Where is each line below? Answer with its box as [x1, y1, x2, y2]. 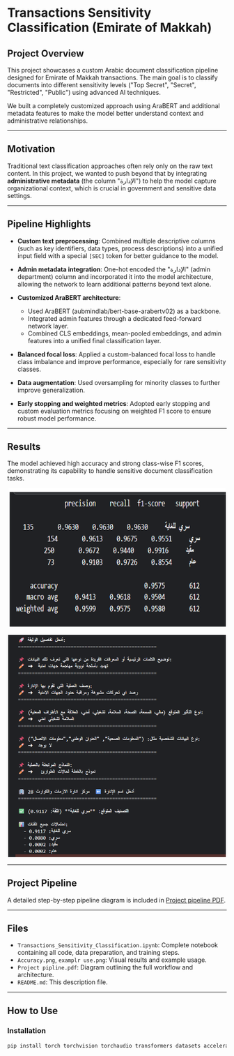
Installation [7, 1025, 47, 1035]
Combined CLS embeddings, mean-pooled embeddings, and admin [27, 329, 221, 338]
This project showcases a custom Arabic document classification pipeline [7, 66, 219, 74]
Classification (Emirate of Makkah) [7, 20, 212, 36]
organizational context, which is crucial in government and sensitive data [7, 183, 217, 193]
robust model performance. [17, 414, 97, 423]
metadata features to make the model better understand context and [7, 110, 204, 117]
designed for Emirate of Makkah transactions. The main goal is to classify [7, 73, 218, 82]
